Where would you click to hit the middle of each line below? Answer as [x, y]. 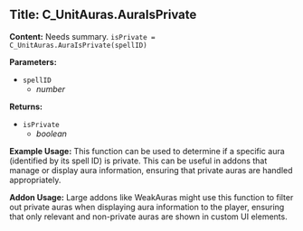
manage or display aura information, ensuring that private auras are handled [151, 170]
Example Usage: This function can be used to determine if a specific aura [147, 151]
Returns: [26, 106]
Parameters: [33, 61]
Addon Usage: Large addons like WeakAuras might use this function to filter [151, 197]
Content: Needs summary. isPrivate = [82, 36]
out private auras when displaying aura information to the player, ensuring [147, 207]
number [51, 88]
